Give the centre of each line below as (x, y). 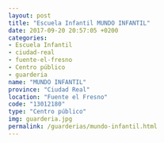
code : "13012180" (37, 104)
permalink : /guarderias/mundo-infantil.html (83, 126)
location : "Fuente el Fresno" (58, 97)
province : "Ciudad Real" (49, 89)
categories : (28, 38)
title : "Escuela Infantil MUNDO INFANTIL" (79, 23)
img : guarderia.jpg (40, 119)
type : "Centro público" (48, 112)
